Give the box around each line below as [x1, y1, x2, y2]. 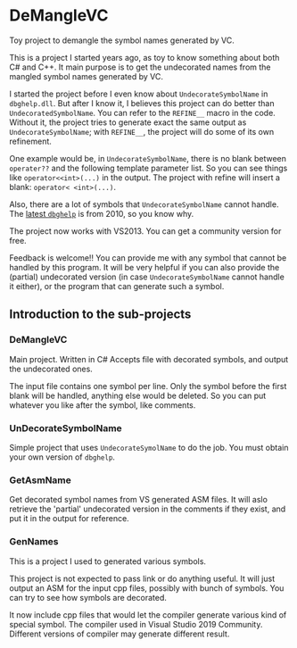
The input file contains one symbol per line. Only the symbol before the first [9, 380, 287, 391]
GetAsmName [9, 474, 71, 486]
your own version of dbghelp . [9, 452, 116, 462]
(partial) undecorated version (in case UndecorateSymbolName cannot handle [9, 271, 285, 282]
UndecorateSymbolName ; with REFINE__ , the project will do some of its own [9, 126, 275, 137]
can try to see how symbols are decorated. [9, 592, 167, 602]
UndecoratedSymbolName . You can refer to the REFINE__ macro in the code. [9, 107, 276, 118]
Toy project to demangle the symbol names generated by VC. [9, 35, 235, 46]
